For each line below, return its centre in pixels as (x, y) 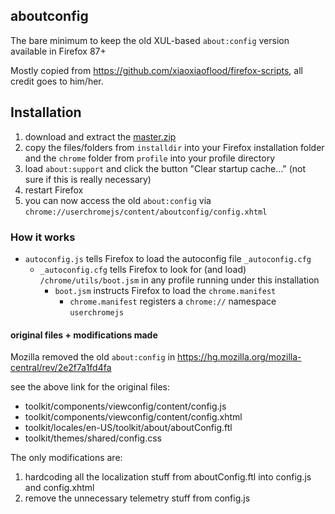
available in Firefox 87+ (58, 51)
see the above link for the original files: (90, 387)
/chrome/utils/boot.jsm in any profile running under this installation (179, 280)
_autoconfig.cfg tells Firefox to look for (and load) (143, 269)
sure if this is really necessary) (88, 179)
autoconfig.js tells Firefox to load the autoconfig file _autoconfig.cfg (168, 258)
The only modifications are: (66, 458)
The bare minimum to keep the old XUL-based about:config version (150, 40)
